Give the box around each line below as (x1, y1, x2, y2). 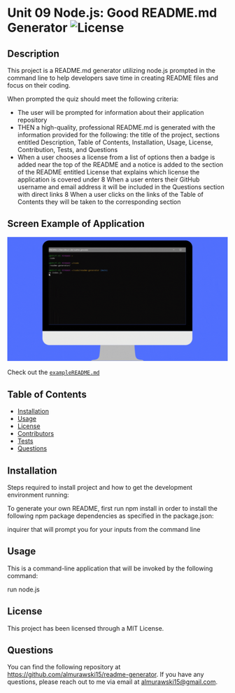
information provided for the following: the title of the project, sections (17, 131, 220, 139)
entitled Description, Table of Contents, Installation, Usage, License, (17, 138, 213, 146)
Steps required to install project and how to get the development (7, 483, 193, 491)
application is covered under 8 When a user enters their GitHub (17, 175, 200, 184)
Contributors (17, 430, 55, 438)
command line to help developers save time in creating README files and (7, 74, 219, 82)
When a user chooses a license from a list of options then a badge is (17, 153, 215, 161)
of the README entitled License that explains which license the (17, 168, 200, 176)
